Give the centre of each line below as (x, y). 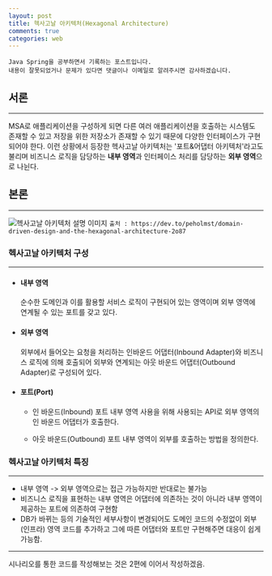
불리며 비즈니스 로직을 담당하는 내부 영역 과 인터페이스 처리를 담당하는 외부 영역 (132, 157)
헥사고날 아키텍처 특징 (49, 462)
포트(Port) (37, 392)
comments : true (34, 31)
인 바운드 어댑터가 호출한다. (75, 421)
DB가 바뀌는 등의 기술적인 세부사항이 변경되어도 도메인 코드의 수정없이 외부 (138, 519)
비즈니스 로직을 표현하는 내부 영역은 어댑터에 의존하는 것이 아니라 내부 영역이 (141, 499)
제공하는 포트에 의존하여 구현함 (69, 509)
